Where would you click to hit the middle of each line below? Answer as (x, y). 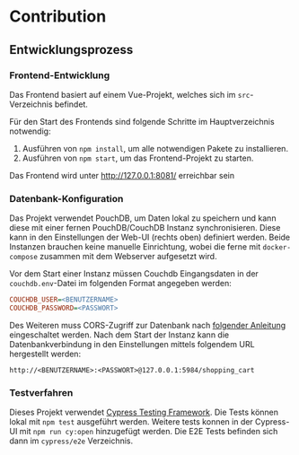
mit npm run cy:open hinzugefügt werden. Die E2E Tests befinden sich (149, 432)
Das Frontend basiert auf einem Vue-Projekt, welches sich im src (130, 94)
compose (24, 258)
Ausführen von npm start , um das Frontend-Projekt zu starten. (138, 158)
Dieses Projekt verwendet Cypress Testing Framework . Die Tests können (144, 412)
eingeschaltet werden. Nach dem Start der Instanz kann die (119, 335)
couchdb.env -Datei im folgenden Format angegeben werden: (120, 284)
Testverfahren (41, 392)
